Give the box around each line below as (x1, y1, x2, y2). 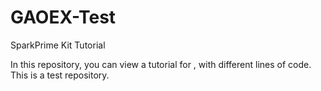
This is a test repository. (10, 69, 110, 81)
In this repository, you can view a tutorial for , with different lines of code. (10, 58, 312, 70)
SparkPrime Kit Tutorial (10, 39, 106, 51)
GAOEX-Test (10, 6, 117, 29)
